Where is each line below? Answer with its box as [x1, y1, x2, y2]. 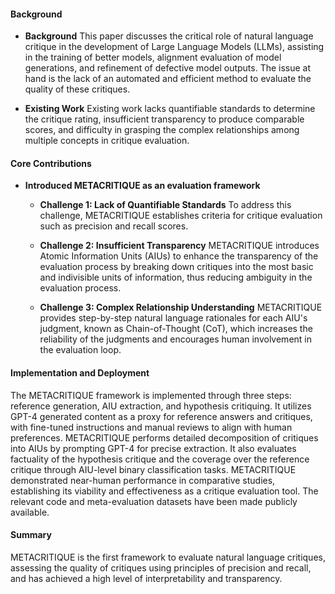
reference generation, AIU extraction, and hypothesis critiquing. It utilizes [10, 400, 312, 412]
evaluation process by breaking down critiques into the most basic [39, 261, 314, 273]
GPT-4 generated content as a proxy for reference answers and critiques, [10, 410, 313, 422]
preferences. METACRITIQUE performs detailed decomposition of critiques [10, 431, 319, 444]
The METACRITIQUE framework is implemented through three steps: [10, 389, 292, 401]
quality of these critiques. [24, 83, 131, 95]
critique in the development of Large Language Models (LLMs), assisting [24, 41, 325, 53]
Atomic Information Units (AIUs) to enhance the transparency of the [39, 250, 319, 262]
